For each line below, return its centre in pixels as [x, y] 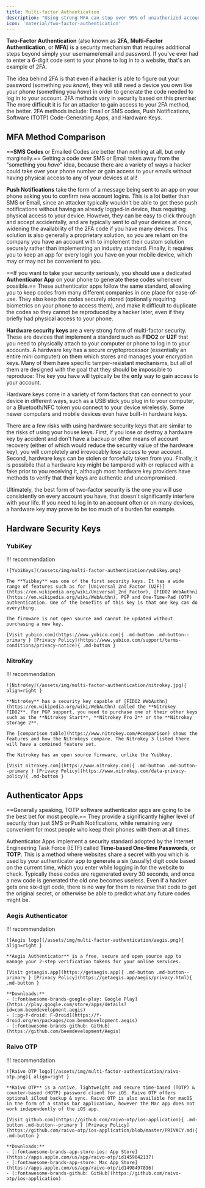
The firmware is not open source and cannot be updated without [90, 618]
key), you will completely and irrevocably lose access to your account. [95, 452]
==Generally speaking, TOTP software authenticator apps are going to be [99, 810]
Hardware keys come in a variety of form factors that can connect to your [99, 394]
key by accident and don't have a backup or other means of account [92, 439]
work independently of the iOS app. [53, 1109]
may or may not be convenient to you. [54, 261]
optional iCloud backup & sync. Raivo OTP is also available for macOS [99, 1098]
